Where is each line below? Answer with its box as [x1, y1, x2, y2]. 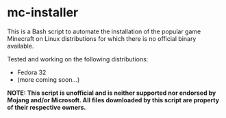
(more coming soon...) [16, 75, 80, 83]
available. [7, 42, 34, 50]
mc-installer [7, 5, 79, 20]
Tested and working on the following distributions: [7, 55, 149, 63]
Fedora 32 [16, 68, 47, 76]
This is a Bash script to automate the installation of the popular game [7, 27, 201, 35]
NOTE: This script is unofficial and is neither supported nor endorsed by [7, 89, 216, 97]
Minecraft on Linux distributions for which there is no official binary [7, 34, 197, 42]
